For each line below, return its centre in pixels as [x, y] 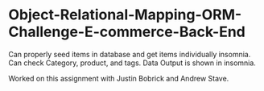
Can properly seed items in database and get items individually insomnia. [130, 54]
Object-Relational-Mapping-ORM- [125, 15]
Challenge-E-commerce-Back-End [127, 32]
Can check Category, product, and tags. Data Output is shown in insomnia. [132, 63]
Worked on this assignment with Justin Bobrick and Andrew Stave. [119, 78]
